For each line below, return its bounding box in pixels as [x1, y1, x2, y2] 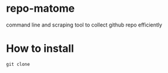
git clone [6, 61, 31, 67]
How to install [6, 42, 75, 55]
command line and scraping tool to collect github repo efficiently [6, 21, 163, 28]
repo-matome [6, 2, 75, 15]
